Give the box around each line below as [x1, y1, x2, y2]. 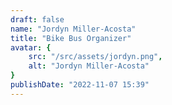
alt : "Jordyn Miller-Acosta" [28, 61, 150, 71]
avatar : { [10, 42, 52, 53]
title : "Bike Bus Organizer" [10, 33, 132, 43]
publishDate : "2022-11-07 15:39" [10, 80, 150, 90]
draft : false [10, 14, 65, 25]
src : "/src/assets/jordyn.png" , [28, 52, 163, 62]
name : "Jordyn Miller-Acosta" [10, 24, 137, 34]
